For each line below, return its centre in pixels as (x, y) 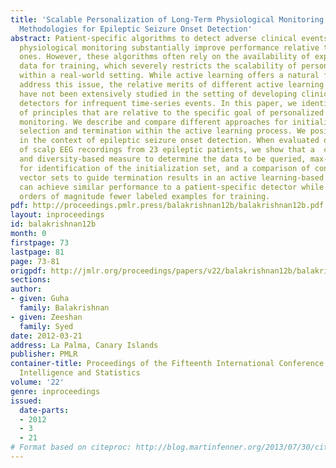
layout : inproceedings (57, 215)
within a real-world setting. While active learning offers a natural (169, 76)
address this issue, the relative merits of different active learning (172, 85)
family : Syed (46, 326)
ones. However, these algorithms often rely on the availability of (165, 57)
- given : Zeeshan (46, 317)
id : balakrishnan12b (53, 224)
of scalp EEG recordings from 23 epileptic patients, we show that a (167, 150)
